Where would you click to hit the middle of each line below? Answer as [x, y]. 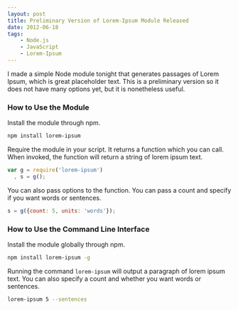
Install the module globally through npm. [66, 244]
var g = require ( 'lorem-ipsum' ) [55, 170]
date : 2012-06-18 [33, 27]
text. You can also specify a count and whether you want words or [104, 279]
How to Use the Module [49, 107]
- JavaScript [39, 47]
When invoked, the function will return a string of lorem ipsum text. [105, 157]
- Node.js [35, 41]
